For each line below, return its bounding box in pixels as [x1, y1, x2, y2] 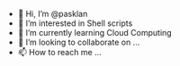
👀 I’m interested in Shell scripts [17, 18, 133, 29]
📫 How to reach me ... [17, 47, 102, 57]
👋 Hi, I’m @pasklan [17, 9, 88, 19]
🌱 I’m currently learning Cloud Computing [17, 28, 173, 37]
